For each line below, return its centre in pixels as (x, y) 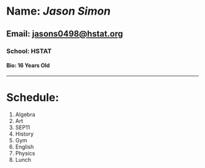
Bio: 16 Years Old (28, 66)
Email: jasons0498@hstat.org (65, 34)
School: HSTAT (29, 51)
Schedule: (33, 97)
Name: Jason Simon (59, 11)
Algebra (25, 114)
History (24, 134)
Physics (25, 153)
